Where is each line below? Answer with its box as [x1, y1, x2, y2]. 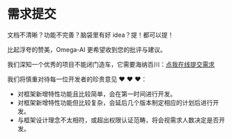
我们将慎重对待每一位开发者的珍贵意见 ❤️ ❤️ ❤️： [7, 74, 148, 83]
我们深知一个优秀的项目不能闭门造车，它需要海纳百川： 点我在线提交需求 [7, 60, 215, 68]
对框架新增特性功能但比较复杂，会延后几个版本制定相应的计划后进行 [17, 98, 213, 106]
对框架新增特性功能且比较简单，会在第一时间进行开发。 [17, 90, 176, 98]
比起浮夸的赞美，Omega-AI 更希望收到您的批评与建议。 [7, 45, 167, 54]
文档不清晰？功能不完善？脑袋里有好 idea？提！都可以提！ [7, 31, 174, 39]
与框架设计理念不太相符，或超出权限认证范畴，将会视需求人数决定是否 [17, 115, 219, 124]
